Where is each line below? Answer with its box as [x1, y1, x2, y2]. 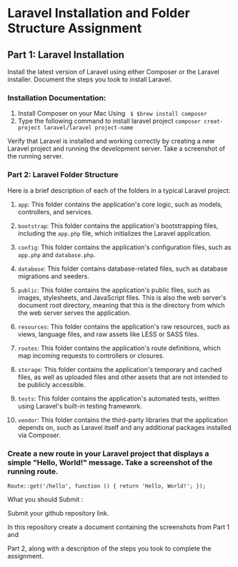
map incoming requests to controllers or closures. [17, 351, 164, 360]
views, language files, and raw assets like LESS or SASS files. [17, 330, 199, 338]
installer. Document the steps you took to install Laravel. [7, 75, 172, 84]
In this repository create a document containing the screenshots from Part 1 [7, 523, 230, 531]
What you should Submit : [7, 495, 84, 503]
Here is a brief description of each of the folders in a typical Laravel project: [7, 186, 231, 194]
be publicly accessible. [17, 380, 86, 388]
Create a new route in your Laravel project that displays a [7, 448, 209, 458]
